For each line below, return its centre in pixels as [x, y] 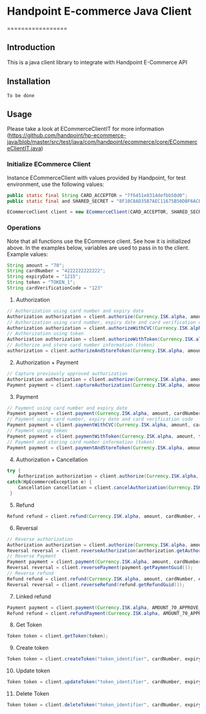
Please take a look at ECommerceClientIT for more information [86, 129]
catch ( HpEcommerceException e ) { [50, 482]
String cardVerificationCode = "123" [55, 288]
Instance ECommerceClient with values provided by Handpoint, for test [96, 177]
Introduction [31, 47]
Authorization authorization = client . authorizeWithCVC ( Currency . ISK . [99, 328]
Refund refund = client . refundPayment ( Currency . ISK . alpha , [84, 613]
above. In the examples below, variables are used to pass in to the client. [98, 247]
